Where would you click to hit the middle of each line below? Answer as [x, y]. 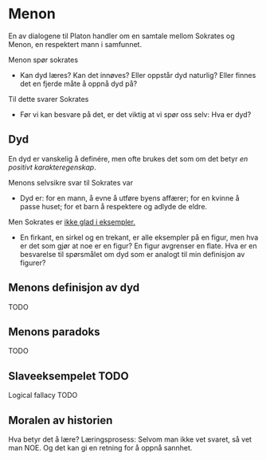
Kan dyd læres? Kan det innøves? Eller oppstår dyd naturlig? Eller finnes [138, 75]
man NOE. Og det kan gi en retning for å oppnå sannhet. [100, 448]
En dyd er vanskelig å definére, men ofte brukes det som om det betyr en [128, 158]
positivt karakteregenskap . [53, 167]
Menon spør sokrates [43, 60]
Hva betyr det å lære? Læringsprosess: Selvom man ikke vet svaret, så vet [130, 439]
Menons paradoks [54, 331]
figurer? [33, 263]
